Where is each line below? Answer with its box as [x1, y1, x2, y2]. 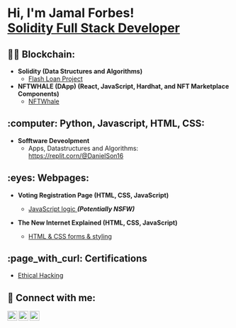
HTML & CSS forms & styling [28, 232, 112, 240]
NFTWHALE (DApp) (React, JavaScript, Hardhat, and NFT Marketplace [17, 82, 229, 90]
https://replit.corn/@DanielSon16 [28, 151, 124, 160]
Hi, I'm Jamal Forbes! [7, 5, 135, 21]
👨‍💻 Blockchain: [7, 48, 76, 60]
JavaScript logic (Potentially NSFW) [28, 204, 135, 213]
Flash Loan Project [28, 74, 83, 83]
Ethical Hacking [17, 271, 64, 280]
